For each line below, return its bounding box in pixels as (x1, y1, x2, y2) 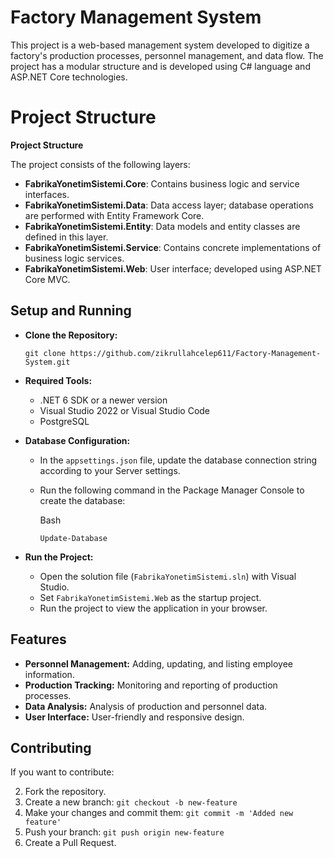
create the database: (39, 494, 126, 506)
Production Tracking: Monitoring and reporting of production (24, 679, 278, 691)
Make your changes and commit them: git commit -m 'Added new (24, 807, 294, 819)
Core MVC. (24, 273, 71, 285)
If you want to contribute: (10, 766, 115, 778)
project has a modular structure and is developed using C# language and (10, 60, 311, 72)
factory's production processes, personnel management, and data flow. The (10, 49, 324, 61)
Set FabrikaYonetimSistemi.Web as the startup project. (39, 591, 262, 603)
